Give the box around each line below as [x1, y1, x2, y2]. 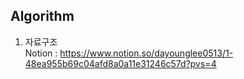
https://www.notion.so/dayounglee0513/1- [59, 47, 234, 59]
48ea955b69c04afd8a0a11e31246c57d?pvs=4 [24, 57, 217, 69]
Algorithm [10, 8, 75, 25]
